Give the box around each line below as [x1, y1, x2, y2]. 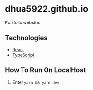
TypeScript [12, 52, 35, 58]
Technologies [5, 34, 48, 42]
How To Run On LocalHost [5, 66, 86, 74]
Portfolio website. [5, 20, 41, 25]
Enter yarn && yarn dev [12, 79, 60, 85]
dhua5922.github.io [5, 3, 89, 15]
